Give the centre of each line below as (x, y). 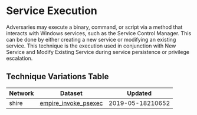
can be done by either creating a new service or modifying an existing (91, 39)
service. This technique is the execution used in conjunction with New (91, 46)
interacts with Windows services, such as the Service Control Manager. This (99, 33)
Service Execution (52, 11)
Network (22, 93)
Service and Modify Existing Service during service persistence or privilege (98, 52)
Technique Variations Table (58, 77)
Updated (139, 93)
